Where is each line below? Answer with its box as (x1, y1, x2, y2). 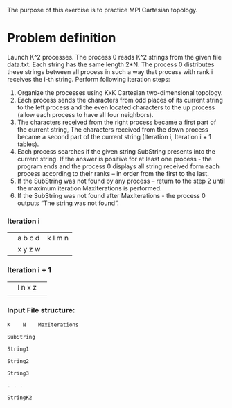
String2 (7, 357, 30, 364)
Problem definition (7, 30, 116, 46)
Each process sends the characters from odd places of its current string (17, 96, 223, 104)
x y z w (17, 245, 41, 254)
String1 (7, 346, 30, 353)
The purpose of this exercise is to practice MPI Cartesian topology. (7, 6, 198, 14)
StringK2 (7, 394, 33, 401)
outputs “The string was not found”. (17, 199, 119, 207)
